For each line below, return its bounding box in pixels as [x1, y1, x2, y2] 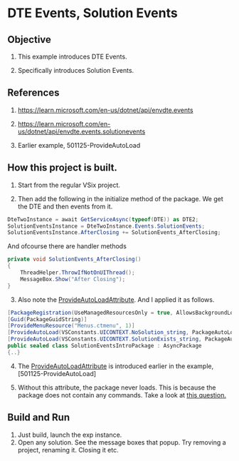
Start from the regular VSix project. [17, 181, 121, 189]
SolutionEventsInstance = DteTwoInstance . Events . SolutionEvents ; [7, 223, 205, 230]
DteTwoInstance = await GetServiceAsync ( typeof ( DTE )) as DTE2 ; [7, 216, 199, 223]
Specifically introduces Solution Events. [17, 66, 134, 74]
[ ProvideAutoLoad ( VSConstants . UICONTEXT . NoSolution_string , [7, 329, 190, 336]
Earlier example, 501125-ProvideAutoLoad [17, 141, 141, 149]
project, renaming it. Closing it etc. [17, 445, 119, 454]
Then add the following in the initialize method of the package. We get [17, 194, 223, 203]
